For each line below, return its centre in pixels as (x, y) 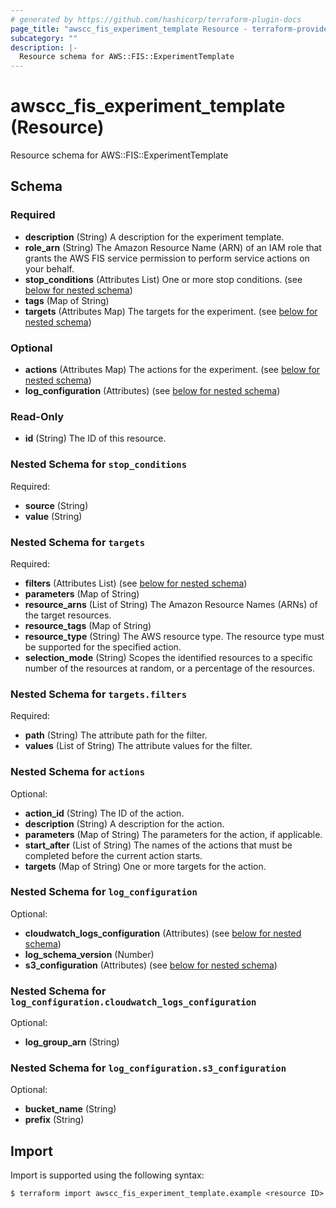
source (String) (56, 505)
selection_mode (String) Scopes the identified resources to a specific (169, 657)
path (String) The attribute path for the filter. (116, 735)
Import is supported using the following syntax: (107, 1175)
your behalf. (49, 268)
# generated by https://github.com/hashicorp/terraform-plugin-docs (156, 19)
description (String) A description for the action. (124, 823)
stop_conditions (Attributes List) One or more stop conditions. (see (163, 279)
